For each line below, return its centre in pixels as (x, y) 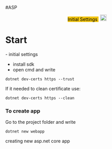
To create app (23, 111)
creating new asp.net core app (38, 141)
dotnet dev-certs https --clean (40, 98)
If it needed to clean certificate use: (43, 88)
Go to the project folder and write (41, 122)
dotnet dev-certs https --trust (40, 79)
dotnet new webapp (25, 132)
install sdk (23, 64)
